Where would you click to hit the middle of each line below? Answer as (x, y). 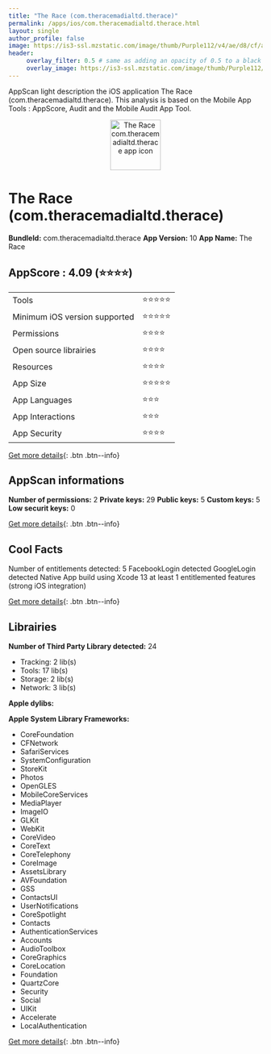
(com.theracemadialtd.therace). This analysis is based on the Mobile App (130, 100)
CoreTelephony (45, 854)
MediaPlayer (41, 802)
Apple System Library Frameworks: (69, 719)
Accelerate (38, 1017)
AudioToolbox (43, 948)
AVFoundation (43, 880)
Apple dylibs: (31, 703)
